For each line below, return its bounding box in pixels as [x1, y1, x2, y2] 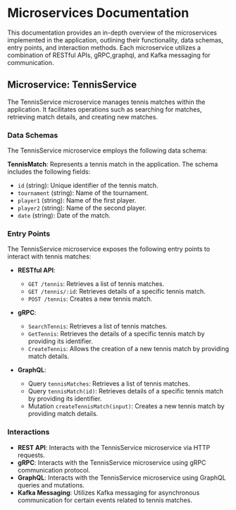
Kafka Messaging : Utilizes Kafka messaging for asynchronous [17, 488, 200, 497]
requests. [17, 451, 46, 459]
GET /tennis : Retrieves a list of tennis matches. [27, 280, 164, 288]
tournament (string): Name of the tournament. [17, 189, 149, 197]
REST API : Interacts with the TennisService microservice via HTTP [17, 443, 211, 451]
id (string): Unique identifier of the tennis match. [17, 182, 159, 190]
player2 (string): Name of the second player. [17, 203, 147, 213]
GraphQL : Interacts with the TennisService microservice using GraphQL [17, 473, 227, 482]
